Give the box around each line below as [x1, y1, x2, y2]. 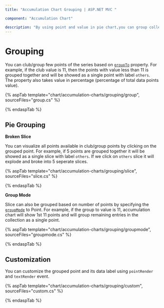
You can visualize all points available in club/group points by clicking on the [5, 143, 157, 149]
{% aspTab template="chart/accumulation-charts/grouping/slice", [5, 168, 138, 174]
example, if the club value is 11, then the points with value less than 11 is [5, 67, 149, 73]
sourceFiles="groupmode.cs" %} [5, 232, 72, 238]
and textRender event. [5, 273, 50, 279]
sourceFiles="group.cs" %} [5, 97, 60, 103]
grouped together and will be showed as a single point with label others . [5, 72, 150, 78]
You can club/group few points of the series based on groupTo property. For [5, 62, 157, 68]
